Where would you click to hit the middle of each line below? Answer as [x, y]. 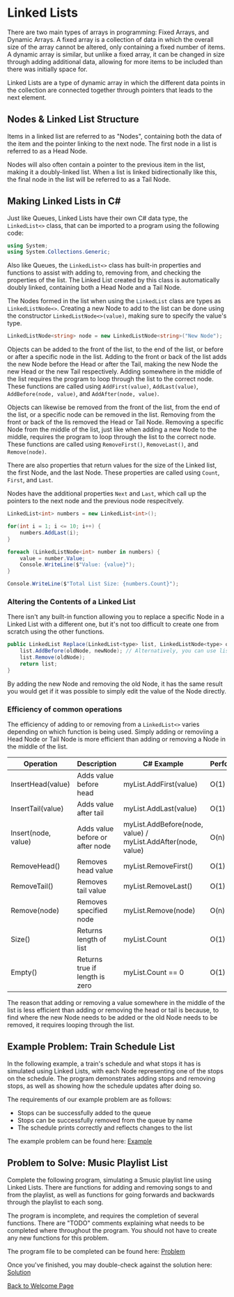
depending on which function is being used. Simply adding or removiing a [113, 732]
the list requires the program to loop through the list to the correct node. [110, 379]
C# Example [163, 764]
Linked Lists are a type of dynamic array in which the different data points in [116, 82]
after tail [91, 813]
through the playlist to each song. [55, 1202]
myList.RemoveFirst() [158, 866]
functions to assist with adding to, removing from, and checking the [104, 273]
